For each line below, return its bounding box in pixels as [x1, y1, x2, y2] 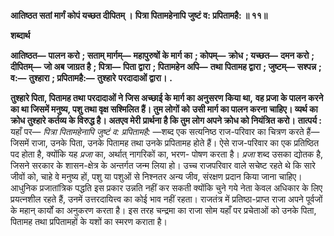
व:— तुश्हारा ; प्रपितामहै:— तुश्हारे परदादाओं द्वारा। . [10, 72, 173, 84]
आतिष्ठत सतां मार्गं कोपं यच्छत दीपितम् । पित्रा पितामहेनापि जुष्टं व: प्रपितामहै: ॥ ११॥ [10, 10, 268, 21]
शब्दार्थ [10, 30, 31, 41]
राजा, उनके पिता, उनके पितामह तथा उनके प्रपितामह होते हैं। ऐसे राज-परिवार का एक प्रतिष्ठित [31, 137, 320, 149]
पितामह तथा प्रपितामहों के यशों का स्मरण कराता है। [10, 216, 168, 227]
